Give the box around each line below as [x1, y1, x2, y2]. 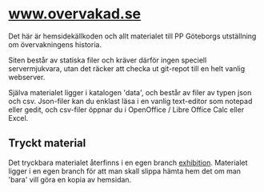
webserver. [8, 72, 46, 82]
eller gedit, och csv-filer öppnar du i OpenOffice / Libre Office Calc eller [8, 105, 245, 114]
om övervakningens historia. [8, 39, 102, 49]
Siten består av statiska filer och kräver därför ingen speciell [8, 55, 207, 65]
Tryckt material [8, 137, 86, 150]
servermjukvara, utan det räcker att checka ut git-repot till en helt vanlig [8, 63, 246, 73]
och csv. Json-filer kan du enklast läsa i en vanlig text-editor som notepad [8, 96, 253, 106]
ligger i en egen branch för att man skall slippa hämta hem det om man [8, 166, 242, 176]
